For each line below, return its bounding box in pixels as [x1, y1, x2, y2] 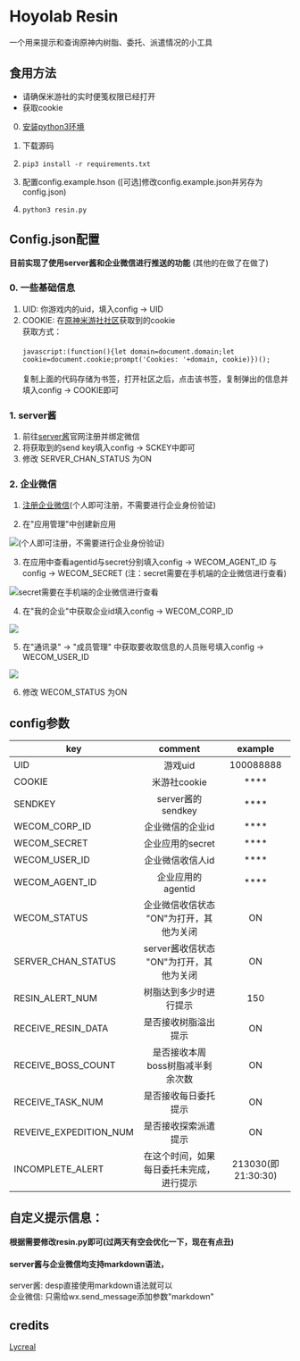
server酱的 [156, 793, 203, 806]
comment [158, 743, 201, 756]
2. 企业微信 [9, 478, 57, 490]
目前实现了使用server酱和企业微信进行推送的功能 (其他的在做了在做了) [9, 257, 270, 268]
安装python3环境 [21, 121, 85, 131]
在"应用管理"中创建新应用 [21, 519, 116, 530]
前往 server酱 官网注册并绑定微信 [21, 431, 140, 442]
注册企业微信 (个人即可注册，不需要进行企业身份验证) [21, 500, 217, 511]
